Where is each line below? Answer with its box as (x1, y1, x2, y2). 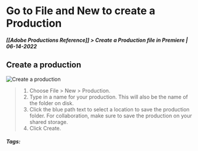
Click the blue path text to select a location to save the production (29, 106, 190, 113)
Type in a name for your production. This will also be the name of (29, 93, 188, 100)
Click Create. (29, 124, 61, 132)
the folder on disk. (29, 99, 74, 107)
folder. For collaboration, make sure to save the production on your (29, 112, 192, 119)
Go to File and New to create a (6, 4, 155, 18)
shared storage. (29, 118, 68, 125)
